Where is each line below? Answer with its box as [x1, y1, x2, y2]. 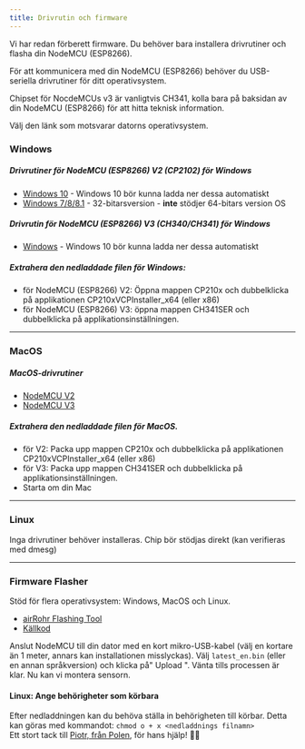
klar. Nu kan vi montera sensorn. [9, 669, 132, 680]
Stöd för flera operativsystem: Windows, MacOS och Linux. [9, 596, 231, 606]
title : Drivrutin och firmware [9, 13, 128, 23]
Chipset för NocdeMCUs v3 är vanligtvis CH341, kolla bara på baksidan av [9, 93, 288, 103]
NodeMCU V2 [22, 390, 75, 401]
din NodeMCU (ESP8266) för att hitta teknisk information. [9, 102, 225, 113]
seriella [9, 74, 37, 86]
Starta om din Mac [22, 482, 93, 493]
